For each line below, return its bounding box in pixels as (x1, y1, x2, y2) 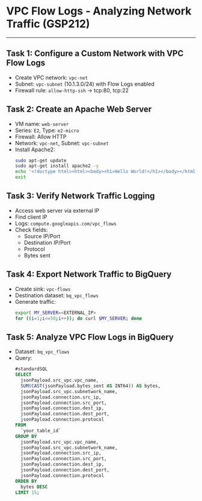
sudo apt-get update (14, 157, 67, 163)
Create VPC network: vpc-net (14, 74, 88, 81)
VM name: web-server (14, 120, 69, 127)
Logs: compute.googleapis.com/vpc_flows (14, 219, 117, 227)
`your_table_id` (20, 427, 61, 433)
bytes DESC (20, 484, 48, 490)
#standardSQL (14, 366, 48, 372)
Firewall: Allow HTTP (14, 133, 67, 140)
